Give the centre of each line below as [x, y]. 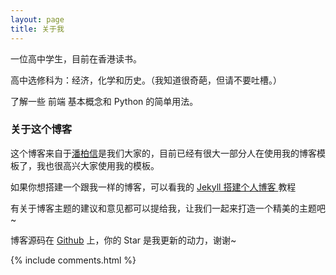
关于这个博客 [41, 129]
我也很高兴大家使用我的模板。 [98, 165]
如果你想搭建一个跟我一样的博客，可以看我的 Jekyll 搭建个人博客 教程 [153, 187]
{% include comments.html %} [73, 260]
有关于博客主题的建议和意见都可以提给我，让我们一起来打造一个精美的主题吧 [168, 208]
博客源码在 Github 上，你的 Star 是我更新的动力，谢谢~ [123, 240]
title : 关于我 [37, 29]
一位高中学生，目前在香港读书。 [76, 58]
